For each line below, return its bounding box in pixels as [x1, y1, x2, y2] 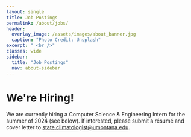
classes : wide [6, 48, 42, 54]
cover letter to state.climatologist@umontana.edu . [6, 124, 131, 131]
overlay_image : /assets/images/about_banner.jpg [11, 31, 136, 37]
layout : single [6, 8, 45, 15]
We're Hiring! [6, 91, 74, 104]
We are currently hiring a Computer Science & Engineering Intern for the [6, 111, 186, 118]
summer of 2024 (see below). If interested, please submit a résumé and [6, 117, 184, 124]
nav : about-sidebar [11, 65, 61, 71]
